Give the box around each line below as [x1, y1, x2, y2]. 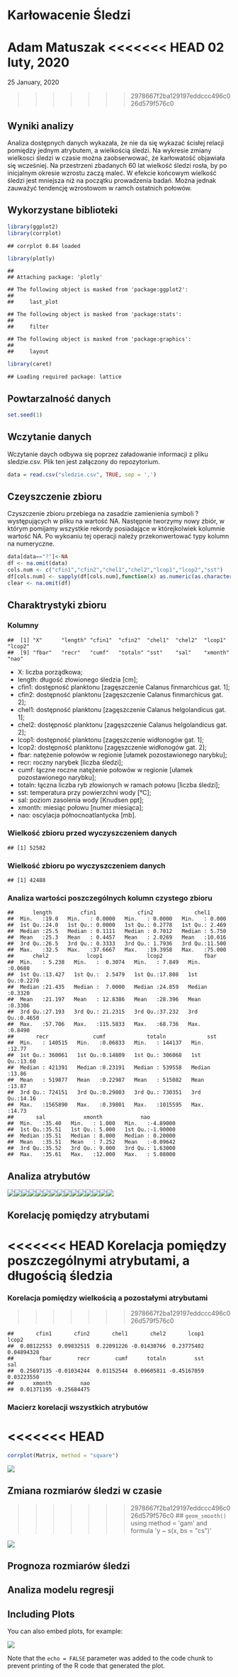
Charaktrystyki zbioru [7, 599, 107, 611]
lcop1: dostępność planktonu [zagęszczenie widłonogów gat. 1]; [17, 735, 204, 744]
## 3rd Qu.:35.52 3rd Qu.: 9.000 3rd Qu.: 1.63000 [7, 1145, 176, 1152]
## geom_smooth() [175, 1511, 227, 1520]
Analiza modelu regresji [7, 1584, 115, 1596]
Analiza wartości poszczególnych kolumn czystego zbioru [7, 893, 212, 903]
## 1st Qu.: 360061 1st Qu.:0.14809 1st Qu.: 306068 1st [7, 1052, 201, 1059]
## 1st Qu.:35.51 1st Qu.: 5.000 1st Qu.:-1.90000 [7, 1127, 176, 1134]
